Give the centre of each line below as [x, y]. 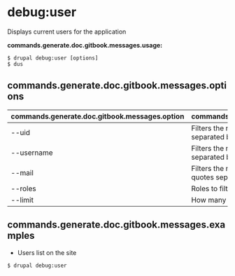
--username [32, 153]
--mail [22, 172]
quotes [203, 177]
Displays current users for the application [67, 32]
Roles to [205, 188]
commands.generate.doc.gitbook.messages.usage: [85, 45]
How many [209, 200]
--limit [22, 200]
